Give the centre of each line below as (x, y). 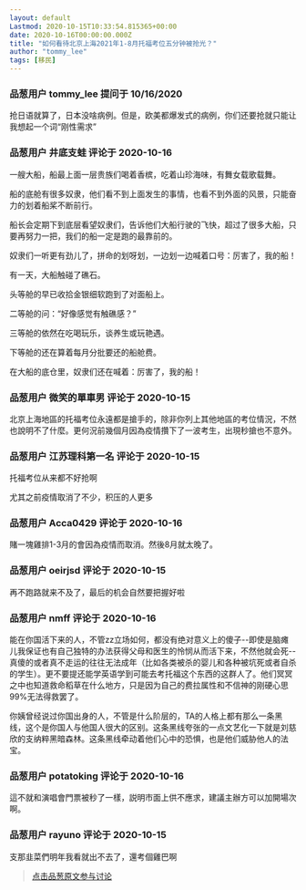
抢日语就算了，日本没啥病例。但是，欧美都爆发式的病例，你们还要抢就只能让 (153, 116)
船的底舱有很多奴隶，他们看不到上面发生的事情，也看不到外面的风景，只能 (149, 193)
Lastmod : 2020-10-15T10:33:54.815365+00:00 (93, 26)
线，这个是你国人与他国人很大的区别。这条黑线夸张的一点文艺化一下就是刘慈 (153, 728)
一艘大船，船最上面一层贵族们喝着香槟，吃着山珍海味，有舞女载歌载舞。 (145, 174)
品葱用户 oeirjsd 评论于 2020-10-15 (88, 571)
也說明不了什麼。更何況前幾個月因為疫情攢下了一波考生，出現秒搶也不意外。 (153, 430)
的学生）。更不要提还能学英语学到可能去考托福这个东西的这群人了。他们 (143, 674)
